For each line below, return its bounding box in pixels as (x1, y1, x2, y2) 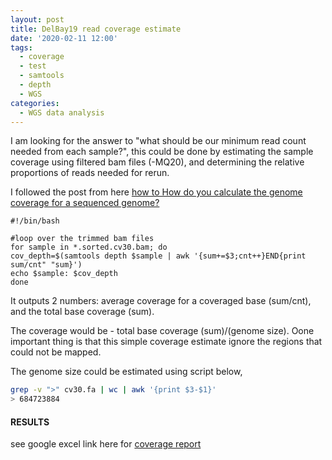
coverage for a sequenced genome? (10, 197, 160, 209)
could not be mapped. (10, 346, 102, 358)
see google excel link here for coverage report (10, 438, 202, 450)
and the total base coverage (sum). (10, 306, 155, 318)
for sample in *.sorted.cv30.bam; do (10, 242, 168, 253)
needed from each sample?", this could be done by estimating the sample (10, 146, 314, 158)
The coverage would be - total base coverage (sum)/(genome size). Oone (10, 325, 315, 337)
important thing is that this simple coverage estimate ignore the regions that (10, 336, 323, 348)
